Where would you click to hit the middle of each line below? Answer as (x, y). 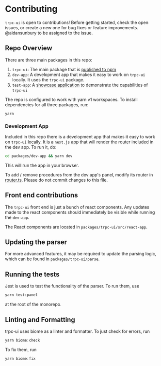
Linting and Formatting (40, 319)
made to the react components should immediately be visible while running (80, 212)
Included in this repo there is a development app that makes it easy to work (80, 136)
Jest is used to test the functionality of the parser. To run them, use (72, 286)
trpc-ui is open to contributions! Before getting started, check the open (77, 22)
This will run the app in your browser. (42, 165)
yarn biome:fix (20, 358)
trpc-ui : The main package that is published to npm (64, 69)
